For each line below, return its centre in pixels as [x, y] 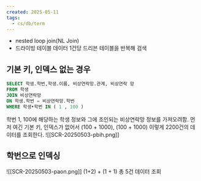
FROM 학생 [17, 90]
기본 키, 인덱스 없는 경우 [48, 69]
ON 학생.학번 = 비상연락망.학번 [40, 101]
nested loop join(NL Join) [47, 41]
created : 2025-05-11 [33, 12]
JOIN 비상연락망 [24, 95]
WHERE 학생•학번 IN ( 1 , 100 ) [45, 107]
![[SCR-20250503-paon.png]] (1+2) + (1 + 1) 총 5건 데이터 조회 [84, 172]
